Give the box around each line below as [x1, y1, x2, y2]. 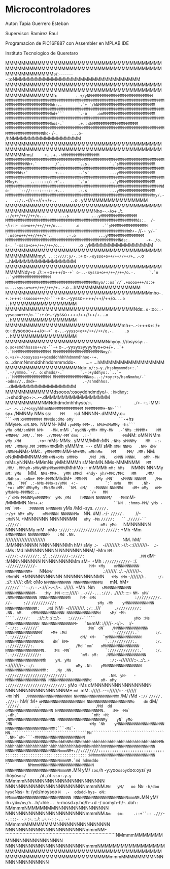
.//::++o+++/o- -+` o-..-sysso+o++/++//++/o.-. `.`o [36, 269, 158, 275]
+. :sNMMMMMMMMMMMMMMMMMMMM [80, 120, 139, 126]
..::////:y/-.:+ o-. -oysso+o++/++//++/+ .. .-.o [48, 253, 145, 259]
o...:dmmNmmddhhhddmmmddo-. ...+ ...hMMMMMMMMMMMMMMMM [5, 359, 165, 365]
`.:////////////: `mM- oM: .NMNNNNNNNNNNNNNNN [5, 652, 146, 658]
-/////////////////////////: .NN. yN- [5, 673, 127, 678]
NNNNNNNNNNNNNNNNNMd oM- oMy [48, 677, 117, 683]
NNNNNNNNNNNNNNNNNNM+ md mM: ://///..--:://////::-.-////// [5, 687, 137, 693]
